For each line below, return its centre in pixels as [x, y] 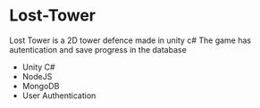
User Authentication [59, 96]
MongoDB [41, 86]
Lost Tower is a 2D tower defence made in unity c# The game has [130, 40]
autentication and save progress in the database [98, 49]
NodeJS [37, 76]
